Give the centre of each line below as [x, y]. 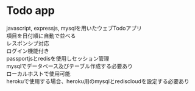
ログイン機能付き [28, 51]
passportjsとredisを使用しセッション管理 [58, 58]
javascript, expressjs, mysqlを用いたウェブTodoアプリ [74, 28]
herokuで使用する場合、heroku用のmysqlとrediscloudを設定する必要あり [98, 81]
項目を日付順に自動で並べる [41, 35]
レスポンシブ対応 [28, 43]
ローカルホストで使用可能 [38, 73]
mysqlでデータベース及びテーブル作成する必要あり [69, 66]
